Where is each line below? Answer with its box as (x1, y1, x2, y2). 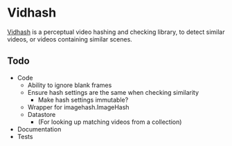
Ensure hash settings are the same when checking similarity (27, 88, 199, 96)
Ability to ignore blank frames (27, 81, 112, 89)
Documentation (17, 125, 62, 133)
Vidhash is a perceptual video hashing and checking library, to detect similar (7, 28, 225, 36)
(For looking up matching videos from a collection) (37, 118, 182, 126)
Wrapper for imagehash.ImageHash (27, 102, 130, 111)
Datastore (27, 110, 56, 118)
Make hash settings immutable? (37, 95, 129, 104)
